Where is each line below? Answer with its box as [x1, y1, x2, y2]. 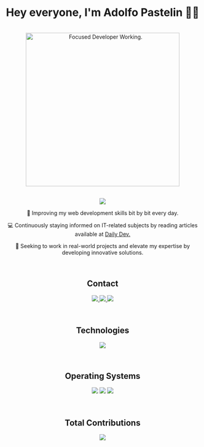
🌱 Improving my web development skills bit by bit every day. [26, 209, 179, 217]
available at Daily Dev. [74, 230, 131, 238]
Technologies [76, 325, 130, 336]
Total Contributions [65, 418, 141, 428]
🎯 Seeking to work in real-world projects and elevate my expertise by [15, 242, 190, 249]
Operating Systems [65, 371, 141, 381]
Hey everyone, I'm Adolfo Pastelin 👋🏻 [6, 6, 200, 20]
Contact [87, 279, 119, 289]
